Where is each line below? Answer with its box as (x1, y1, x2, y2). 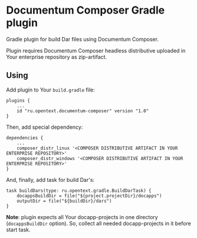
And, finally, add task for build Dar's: (6, 176, 95, 183)
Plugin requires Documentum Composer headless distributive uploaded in (6, 47, 186, 54)
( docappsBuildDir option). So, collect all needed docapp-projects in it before (6, 220, 192, 227)
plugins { (6, 97, 31, 103)
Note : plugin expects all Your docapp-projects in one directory (6, 213, 158, 220)
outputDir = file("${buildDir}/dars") (17, 198, 112, 204)
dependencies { (6, 135, 44, 141)
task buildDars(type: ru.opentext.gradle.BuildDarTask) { (6, 187, 152, 194)
